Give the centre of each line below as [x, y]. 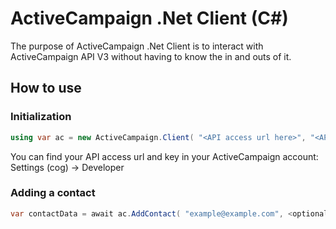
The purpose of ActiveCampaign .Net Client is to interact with [137, 46]
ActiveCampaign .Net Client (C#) [149, 18]
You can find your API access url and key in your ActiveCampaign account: [164, 156]
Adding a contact [53, 193]
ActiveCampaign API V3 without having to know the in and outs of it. [151, 56]
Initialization [41, 117]
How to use [46, 88]
